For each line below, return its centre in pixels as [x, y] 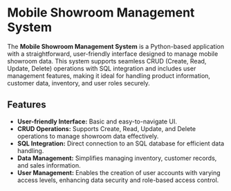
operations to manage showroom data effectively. [88, 136]
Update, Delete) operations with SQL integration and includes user [102, 68]
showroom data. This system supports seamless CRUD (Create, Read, [107, 61]
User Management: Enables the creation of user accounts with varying [119, 172]
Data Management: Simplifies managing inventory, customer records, [117, 158]
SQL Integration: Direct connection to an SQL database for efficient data [121, 143]
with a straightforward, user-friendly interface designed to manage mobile [113, 54]
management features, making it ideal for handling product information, [109, 76]
